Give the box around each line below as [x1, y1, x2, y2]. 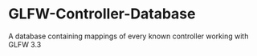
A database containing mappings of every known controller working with [8, 31, 249, 41]
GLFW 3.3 [8, 39, 42, 49]
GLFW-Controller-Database [8, 5, 196, 23]
